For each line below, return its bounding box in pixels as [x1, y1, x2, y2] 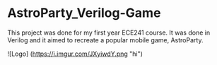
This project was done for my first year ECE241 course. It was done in [7, 28, 211, 37]
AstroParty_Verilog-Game [7, 5, 161, 21]
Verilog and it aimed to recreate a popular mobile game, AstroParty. [7, 35, 204, 44]
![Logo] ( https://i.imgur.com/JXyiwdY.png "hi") [7, 49, 143, 58]
